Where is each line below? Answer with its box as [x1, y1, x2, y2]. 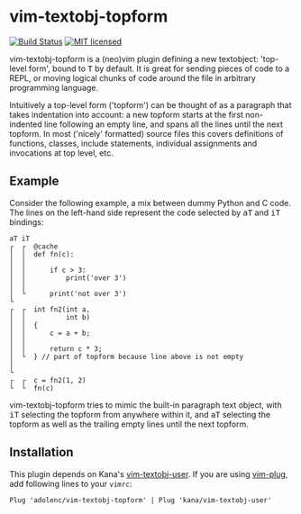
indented [9, 119, 42, 130]
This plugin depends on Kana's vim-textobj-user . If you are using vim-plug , [9, 468, 288, 479]
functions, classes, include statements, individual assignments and [9, 138, 258, 149]
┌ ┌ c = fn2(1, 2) [9, 375, 87, 384]
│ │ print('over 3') [9, 273, 127, 283]
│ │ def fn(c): [9, 249, 75, 258]
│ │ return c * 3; [9, 344, 103, 353]
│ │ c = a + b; [9, 329, 91, 338]
